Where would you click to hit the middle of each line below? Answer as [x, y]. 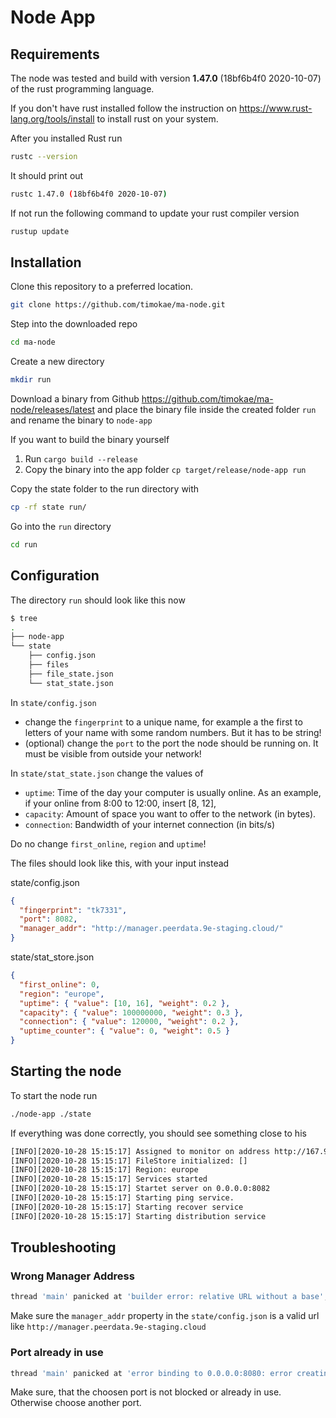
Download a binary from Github [75, 399]
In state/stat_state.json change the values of [107, 773]
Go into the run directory [61, 526]
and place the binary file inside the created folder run [206, 410]
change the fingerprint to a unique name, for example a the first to [163, 722]
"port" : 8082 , [48, 919]
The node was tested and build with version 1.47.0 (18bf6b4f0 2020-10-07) [166, 78]
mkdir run [31, 380]
